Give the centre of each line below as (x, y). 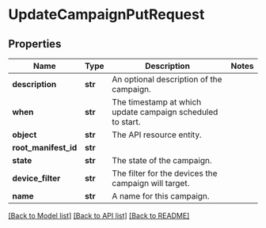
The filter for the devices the (165, 173)
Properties (35, 44)
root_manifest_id (45, 148)
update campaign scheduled (165, 112)
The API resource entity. (157, 135)
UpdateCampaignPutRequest (106, 15)
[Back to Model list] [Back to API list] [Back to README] (99, 216)
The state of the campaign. (162, 160)
